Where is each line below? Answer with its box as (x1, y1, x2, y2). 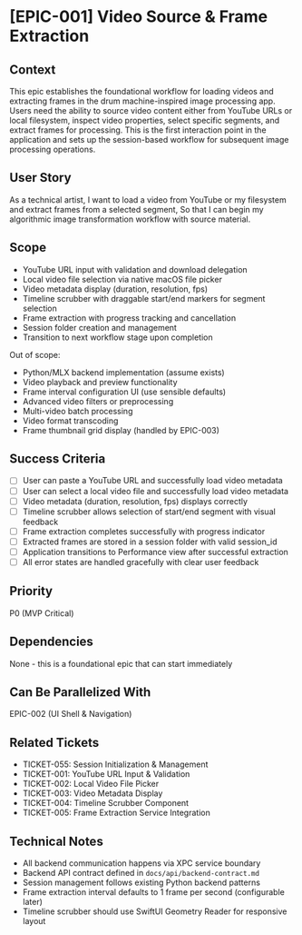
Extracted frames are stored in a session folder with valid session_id (22, 536, 278, 547)
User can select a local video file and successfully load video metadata (22, 485, 288, 496)
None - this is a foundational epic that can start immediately (9, 658, 233, 669)
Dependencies (9, 634, 93, 650)
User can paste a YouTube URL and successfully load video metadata (22, 475, 283, 486)
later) (22, 897, 44, 907)
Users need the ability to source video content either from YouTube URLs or (9, 105, 293, 115)
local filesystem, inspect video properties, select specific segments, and (9, 115, 280, 125)
